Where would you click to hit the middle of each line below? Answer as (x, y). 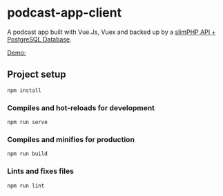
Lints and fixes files (41, 171)
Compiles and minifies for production (71, 139)
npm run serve (28, 123)
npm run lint (26, 186)
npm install (24, 90)
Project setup (37, 74)
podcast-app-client (65, 13)
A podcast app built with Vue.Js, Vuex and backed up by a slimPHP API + (111, 32)
